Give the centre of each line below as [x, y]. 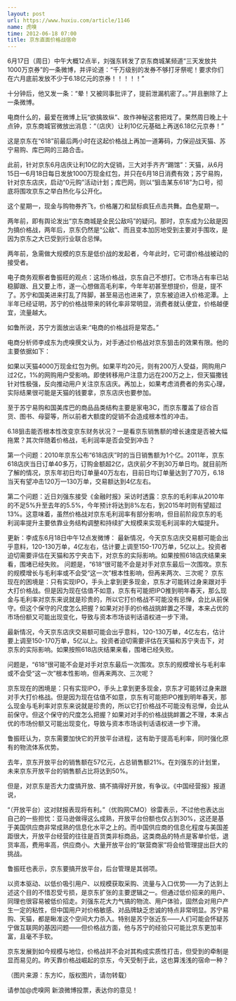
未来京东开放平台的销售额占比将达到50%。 [70, 771]
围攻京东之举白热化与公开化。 [63, 191]
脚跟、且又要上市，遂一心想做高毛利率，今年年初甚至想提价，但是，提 [114, 287]
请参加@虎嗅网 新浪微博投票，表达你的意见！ [73, 990]
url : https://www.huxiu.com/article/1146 [69, 20]
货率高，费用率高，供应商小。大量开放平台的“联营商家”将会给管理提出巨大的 [118, 845]
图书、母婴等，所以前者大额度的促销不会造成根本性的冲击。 [105, 417]
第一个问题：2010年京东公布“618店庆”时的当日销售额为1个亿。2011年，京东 [116, 455]
